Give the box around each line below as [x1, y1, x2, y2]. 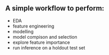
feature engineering [12, 23, 54, 29]
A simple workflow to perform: [5, 4, 104, 13]
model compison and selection [12, 34, 77, 40]
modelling [12, 28, 34, 35]
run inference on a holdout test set [12, 44, 86, 50]
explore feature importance [12, 39, 70, 45]
